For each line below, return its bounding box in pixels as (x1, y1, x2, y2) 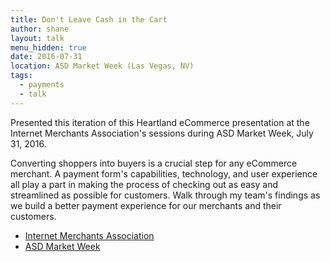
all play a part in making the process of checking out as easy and (10, 178, 279, 190)
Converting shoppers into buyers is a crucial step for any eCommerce (10, 157, 298, 169)
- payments (19, 80, 65, 90)
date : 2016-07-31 (10, 52, 83, 62)
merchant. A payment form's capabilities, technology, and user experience (10, 167, 318, 180)
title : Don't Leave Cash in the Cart (10, 14, 168, 25)
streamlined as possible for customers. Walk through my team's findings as (10, 189, 321, 201)
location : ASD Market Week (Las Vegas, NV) (10, 61, 195, 71)
